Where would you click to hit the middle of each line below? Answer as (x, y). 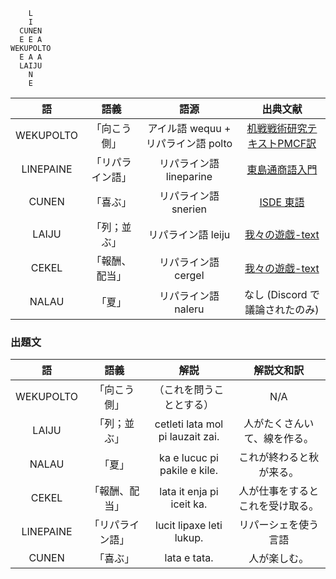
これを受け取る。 (279, 506)
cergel (189, 275)
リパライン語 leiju (189, 234)
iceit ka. (189, 504)
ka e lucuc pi (189, 458)
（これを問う (184, 390)
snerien (189, 209)
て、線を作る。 (278, 439)
